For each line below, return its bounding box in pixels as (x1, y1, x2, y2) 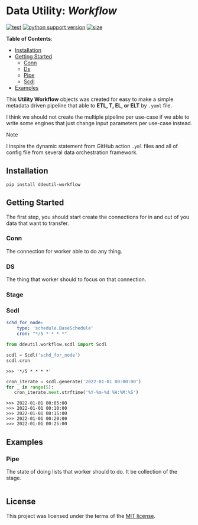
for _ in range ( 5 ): (6, 384, 54, 390)
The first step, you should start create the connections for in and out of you (6, 213, 190, 220)
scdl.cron (6, 357, 31, 364)
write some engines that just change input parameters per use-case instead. (6, 119, 193, 126)
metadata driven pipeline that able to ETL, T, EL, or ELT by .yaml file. (6, 102, 173, 109)
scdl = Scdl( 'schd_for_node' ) (6, 352, 81, 358)
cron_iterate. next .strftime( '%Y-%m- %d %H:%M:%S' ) (14, 390, 139, 396)
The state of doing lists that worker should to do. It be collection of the (6, 468, 178, 475)
